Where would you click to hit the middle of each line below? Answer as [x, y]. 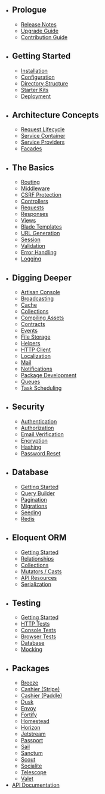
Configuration [38, 77]
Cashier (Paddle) [41, 696]
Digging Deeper [41, 278]
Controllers [35, 202]
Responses [35, 214]
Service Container [43, 136]
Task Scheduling [41, 388]
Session [30, 239]
